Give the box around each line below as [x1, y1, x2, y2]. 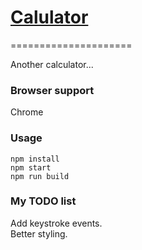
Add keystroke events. [10, 217, 103, 229]
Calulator [10, 6, 89, 29]
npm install [10, 154, 60, 164]
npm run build [10, 171, 70, 181]
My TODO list [10, 194, 77, 208]
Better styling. [10, 227, 68, 240]
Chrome [10, 106, 44, 118]
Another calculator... [10, 58, 94, 70]
